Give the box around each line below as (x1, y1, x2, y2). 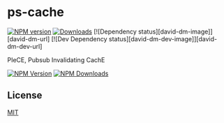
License (7, 89, 43, 101)
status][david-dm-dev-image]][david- (108, 34, 218, 43)
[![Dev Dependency (51, 34, 107, 43)
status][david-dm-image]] (138, 27, 213, 36)
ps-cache (7, 4, 65, 20)
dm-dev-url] (7, 42, 43, 50)
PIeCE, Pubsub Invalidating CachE (7, 55, 105, 64)
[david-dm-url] (7, 34, 50, 43)
